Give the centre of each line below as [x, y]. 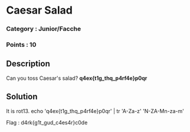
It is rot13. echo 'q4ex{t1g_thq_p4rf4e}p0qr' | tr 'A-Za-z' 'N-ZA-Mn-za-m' [95, 111]
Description [28, 64]
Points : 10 [21, 45]
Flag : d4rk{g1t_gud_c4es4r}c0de [47, 123]
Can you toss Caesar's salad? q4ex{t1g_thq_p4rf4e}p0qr [77, 78]
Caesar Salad [39, 10]
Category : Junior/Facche [44, 29]
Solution [22, 97]
